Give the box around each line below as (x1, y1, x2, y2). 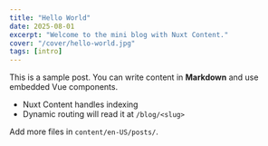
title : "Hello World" (9, 13, 91, 23)
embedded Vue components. (9, 82, 119, 92)
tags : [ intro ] (9, 47, 63, 56)
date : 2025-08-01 (9, 22, 75, 31)
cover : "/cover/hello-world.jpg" (9, 38, 136, 48)
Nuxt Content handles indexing (22, 99, 139, 110)
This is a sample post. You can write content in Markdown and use (9, 72, 259, 83)
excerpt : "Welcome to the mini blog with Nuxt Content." (9, 30, 229, 39)
